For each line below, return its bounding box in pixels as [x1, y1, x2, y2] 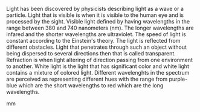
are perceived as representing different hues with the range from [6, 75, 168, 82]
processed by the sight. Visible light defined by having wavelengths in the [6, 18, 190, 25]
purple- [169, 75, 188, 82]
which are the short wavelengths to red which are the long [18, 82, 164, 89]
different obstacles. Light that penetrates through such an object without [6, 43, 187, 51]
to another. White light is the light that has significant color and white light [6, 63, 189, 70]
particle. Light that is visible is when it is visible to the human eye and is [6, 11, 184, 19]
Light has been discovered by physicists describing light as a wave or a [6, 5, 184, 12]
